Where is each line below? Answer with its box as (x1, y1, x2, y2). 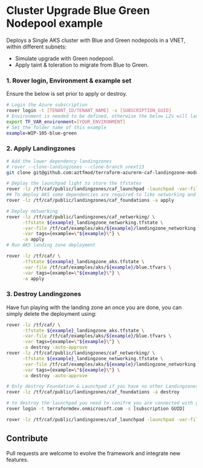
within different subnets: (6, 43, 67, 50)
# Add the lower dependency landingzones (6, 158, 112, 164)
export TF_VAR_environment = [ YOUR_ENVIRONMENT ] (6, 119, 126, 125)
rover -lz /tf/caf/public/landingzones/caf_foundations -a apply (6, 198, 174, 204)
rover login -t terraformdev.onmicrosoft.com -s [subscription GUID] (6, 406, 185, 412)
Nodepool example (6, 16, 103, 30)
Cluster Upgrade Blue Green (6, 4, 150, 18)
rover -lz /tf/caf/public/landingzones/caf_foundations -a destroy (6, 389, 180, 395)
